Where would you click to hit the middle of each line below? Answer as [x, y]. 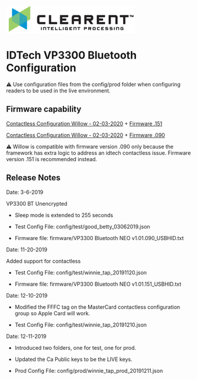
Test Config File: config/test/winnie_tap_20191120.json [80, 272]
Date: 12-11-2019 [26, 336]
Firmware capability [44, 109]
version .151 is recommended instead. [52, 159]
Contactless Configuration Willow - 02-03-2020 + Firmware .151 [84, 123]
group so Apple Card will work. [52, 313]
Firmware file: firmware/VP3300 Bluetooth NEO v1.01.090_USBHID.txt [99, 238]
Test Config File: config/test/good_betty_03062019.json [82, 226]
